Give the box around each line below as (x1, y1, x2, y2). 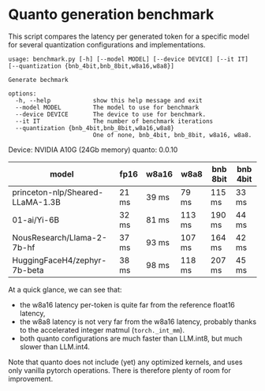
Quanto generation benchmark (8, 6, 215, 24)
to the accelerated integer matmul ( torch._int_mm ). (19, 325, 185, 334)
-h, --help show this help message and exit (15, 96, 203, 104)
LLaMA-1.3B (12, 196, 61, 207)
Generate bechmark (8, 76, 69, 84)
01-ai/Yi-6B (12, 214, 60, 225)
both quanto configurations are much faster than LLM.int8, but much (19, 333, 243, 343)
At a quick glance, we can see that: (8, 285, 122, 294)
